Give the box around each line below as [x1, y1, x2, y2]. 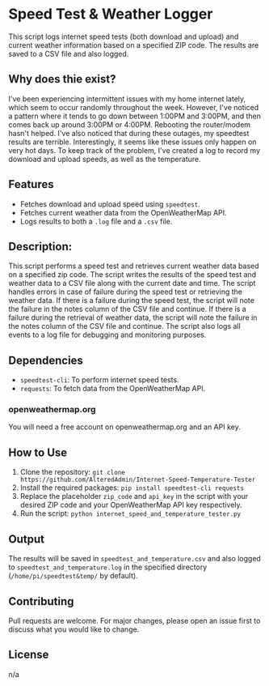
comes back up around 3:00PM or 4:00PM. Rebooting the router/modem [8, 119, 251, 130]
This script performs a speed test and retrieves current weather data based [8, 261, 260, 271]
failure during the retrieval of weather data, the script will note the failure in [8, 313, 258, 322]
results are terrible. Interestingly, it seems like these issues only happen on [8, 137, 257, 147]
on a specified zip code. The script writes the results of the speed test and [8, 270, 257, 279]
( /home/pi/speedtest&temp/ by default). [8, 571, 139, 581]
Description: [8, 240, 73, 254]
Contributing [8, 594, 74, 608]
